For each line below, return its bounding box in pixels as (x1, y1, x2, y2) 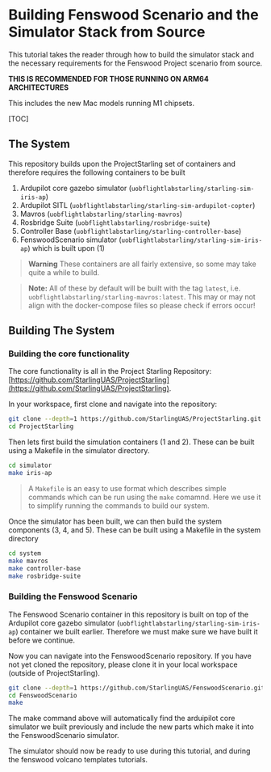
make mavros (8, 557, 48, 565)
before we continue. (8, 635, 75, 645)
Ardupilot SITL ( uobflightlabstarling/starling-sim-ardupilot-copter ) (19, 200, 256, 210)
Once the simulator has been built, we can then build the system (8, 516, 222, 526)
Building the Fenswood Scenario (8, 591, 138, 602)
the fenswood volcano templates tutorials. (8, 755, 148, 765)
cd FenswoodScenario (8, 691, 78, 699)
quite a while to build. (27, 267, 100, 277)
